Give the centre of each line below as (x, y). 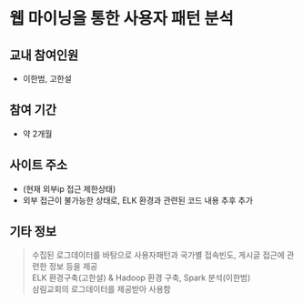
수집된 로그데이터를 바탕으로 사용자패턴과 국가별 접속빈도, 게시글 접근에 (158, 255)
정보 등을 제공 (73, 267)
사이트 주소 (39, 165)
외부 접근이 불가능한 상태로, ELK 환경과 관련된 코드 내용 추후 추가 (137, 200)
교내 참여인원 (44, 55)
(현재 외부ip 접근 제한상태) (69, 188)
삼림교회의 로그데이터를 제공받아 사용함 (101, 289)
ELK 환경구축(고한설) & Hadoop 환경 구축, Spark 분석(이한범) (141, 278)
